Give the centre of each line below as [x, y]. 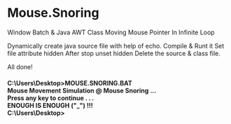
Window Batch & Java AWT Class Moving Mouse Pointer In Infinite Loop [111, 32]
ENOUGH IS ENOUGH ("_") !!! [50, 105]
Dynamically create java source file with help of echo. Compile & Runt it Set [116, 46]
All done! [20, 67]
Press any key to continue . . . [51, 98]
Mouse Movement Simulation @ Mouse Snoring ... [82, 90]
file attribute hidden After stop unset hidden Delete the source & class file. [114, 53]
